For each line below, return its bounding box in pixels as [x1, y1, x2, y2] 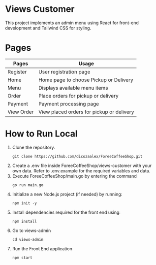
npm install [12, 219, 37, 224]
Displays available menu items [38, 84, 108, 91]
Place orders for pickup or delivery [38, 92, 119, 99]
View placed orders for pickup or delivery [38, 108, 134, 115]
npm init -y [12, 200, 37, 205]
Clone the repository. [12, 144, 55, 150]
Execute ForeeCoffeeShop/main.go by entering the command [12, 173, 137, 179]
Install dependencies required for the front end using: [12, 209, 121, 215]
